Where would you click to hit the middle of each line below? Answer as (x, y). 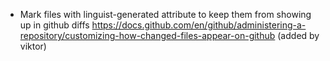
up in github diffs (54, 25)
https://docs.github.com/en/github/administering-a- (199, 25)
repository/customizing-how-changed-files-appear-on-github (147, 35)
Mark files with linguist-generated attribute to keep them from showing (165, 14)
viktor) (33, 46)
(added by (298, 35)
